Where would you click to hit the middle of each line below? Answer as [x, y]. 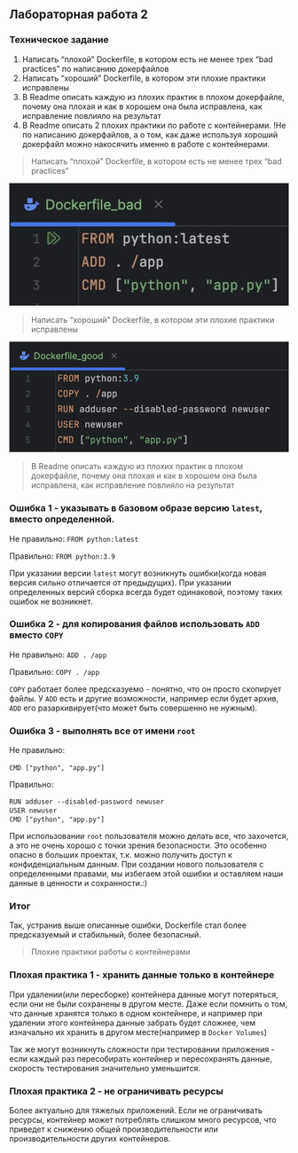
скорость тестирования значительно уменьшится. [105, 1068]
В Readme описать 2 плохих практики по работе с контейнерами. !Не [154, 125]
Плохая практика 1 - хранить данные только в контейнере [142, 975]
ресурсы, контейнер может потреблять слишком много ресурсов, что [143, 1120]
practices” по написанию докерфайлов [95, 68]
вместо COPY [36, 635]
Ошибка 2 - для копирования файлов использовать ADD [134, 624]
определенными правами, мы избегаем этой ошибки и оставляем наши [146, 874]
